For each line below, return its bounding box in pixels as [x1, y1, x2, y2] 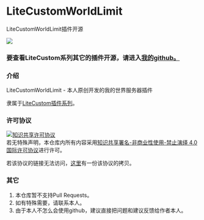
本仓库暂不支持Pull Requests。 [15, 191, 93, 199]
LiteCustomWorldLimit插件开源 [6, 25, 84, 32]
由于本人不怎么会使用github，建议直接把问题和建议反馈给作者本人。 [15, 207, 187, 214]
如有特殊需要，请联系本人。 [15, 199, 86, 206]
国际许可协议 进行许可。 [6, 147, 65, 154]
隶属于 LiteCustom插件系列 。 [6, 100, 78, 107]
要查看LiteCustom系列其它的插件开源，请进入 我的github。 [6, 53, 180, 62]
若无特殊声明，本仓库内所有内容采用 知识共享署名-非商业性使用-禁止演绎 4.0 [6, 139, 197, 146]
